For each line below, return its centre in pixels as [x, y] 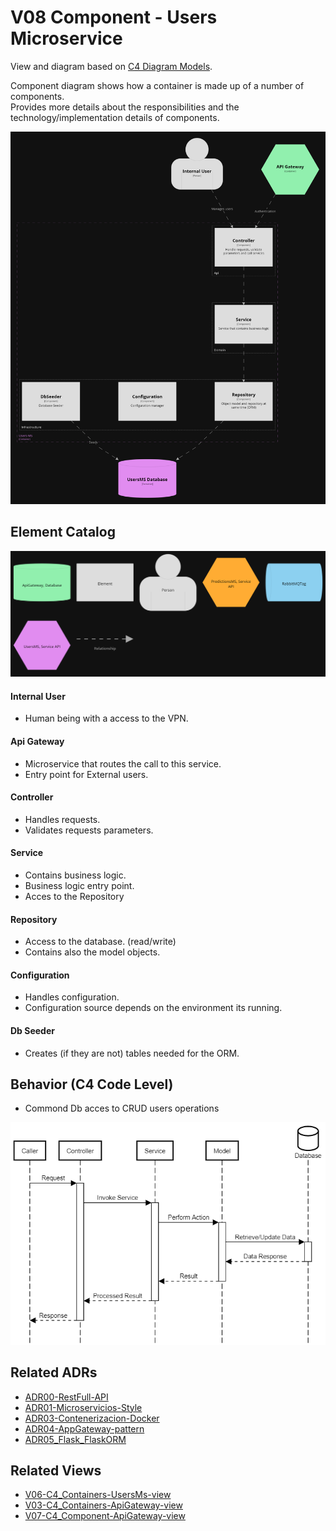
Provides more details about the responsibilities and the [125, 107]
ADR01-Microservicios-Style [83, 1407]
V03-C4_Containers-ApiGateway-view [103, 1505]
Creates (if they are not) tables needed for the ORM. [132, 1053]
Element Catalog [63, 532]
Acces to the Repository [74, 896]
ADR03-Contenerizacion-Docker [92, 1418]
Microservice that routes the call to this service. [123, 763]
